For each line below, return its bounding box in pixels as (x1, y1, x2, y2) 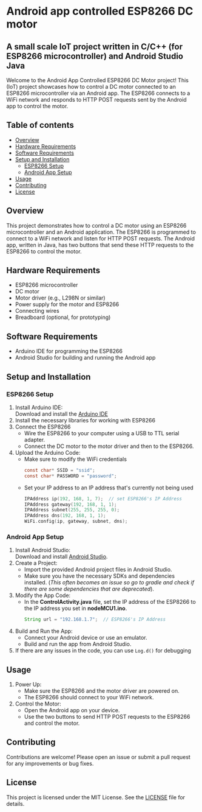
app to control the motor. (6, 102, 69, 110)
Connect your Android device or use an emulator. (24, 634, 147, 642)
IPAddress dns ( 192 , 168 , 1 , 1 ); (24, 513, 106, 519)
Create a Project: (15, 559, 58, 567)
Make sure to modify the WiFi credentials (24, 455, 127, 463)
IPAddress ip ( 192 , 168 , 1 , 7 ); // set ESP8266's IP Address (24, 495, 182, 502)
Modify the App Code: (15, 592, 71, 599)
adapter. (24, 436, 45, 443)
